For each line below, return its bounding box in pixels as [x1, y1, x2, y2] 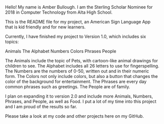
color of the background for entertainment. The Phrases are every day [5, 78, 147, 84]
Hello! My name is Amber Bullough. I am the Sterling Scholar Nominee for [5, 4, 153, 10]
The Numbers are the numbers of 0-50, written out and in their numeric [5, 68, 149, 74]
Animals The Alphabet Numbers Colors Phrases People [5, 49, 117, 54]
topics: [5, 39, 19, 45]
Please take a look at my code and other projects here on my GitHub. [5, 113, 144, 119]
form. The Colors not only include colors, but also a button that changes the [5, 74, 158, 79]
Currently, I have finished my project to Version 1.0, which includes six [5, 34, 146, 39]
